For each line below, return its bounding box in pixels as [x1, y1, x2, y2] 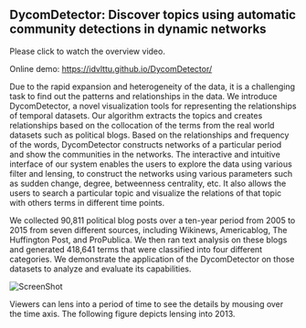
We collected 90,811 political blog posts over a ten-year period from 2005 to [9, 214, 296, 226]
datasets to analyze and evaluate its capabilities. [9, 263, 192, 274]
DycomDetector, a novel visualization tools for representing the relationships [9, 100, 297, 111]
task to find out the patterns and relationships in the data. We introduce [9, 90, 278, 101]
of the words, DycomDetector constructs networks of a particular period [9, 138, 282, 149]
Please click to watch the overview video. [9, 46, 166, 56]
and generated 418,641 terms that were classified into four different [9, 243, 263, 254]
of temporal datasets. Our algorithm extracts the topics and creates [9, 109, 263, 121]
